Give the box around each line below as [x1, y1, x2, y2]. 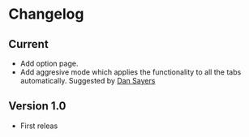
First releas [19, 121, 58, 131]
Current [8, 37, 49, 51]
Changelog [8, 5, 84, 24]
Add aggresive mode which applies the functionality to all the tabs [19, 67, 242, 77]
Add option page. [19, 58, 79, 68]
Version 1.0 [8, 99, 67, 113]
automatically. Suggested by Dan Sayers [19, 76, 156, 85]
